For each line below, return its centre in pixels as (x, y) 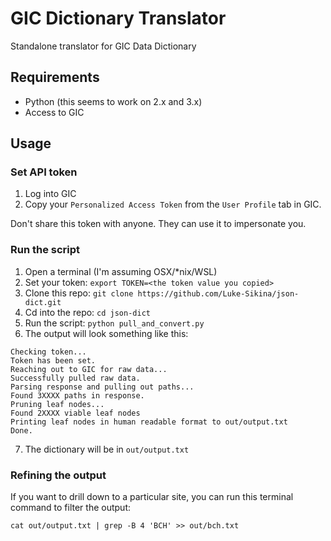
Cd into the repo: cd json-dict (87, 312)
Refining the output (58, 475)
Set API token (44, 172)
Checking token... (48, 352)
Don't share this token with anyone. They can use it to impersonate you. (158, 224)
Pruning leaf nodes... (57, 404)
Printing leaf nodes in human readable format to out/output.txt (149, 422)
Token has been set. (53, 360)
